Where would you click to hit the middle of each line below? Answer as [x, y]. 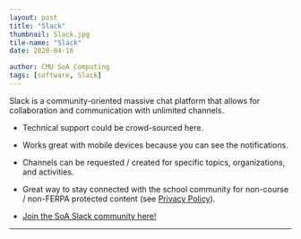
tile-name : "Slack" [46, 43]
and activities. [48, 172]
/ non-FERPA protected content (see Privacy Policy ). [119, 199]
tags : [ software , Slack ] [56, 76]
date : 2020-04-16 [42, 51]
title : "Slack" [38, 26]
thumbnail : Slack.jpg [50, 34]
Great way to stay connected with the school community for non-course [155, 189]
